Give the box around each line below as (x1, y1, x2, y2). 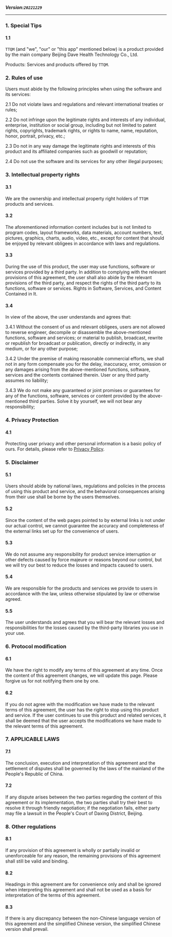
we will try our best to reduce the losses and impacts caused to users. (5, 562, 154, 568)
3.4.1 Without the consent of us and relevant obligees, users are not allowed (5, 324, 165, 330)
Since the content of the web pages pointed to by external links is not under (5, 517, 165, 523)
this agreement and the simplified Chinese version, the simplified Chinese (5, 921, 161, 927)
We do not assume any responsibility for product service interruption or (5, 551, 156, 557)
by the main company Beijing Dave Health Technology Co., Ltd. (5, 51, 139, 58)
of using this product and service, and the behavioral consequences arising (5, 489, 165, 495)
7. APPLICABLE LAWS (5, 736, 60, 743)
